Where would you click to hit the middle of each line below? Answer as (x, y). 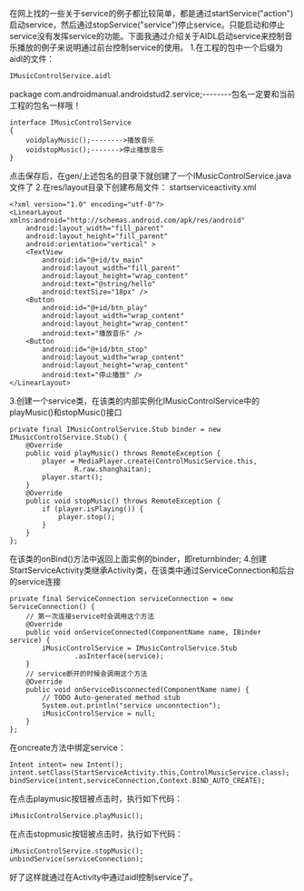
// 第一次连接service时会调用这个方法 (90, 616)
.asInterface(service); (119, 656)
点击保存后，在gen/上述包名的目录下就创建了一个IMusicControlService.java (151, 176)
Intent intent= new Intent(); (67, 765)
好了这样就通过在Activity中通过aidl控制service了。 (103, 877)
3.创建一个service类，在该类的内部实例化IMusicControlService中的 (135, 401)
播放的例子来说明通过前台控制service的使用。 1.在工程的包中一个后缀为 (150, 47)
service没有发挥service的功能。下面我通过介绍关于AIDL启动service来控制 (147, 36)
